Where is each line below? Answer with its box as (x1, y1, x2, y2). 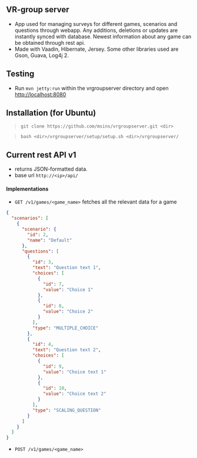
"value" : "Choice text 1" (43, 369, 107, 375)
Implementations (6, 185, 49, 192)
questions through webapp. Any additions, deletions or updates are (14, 27, 178, 34)
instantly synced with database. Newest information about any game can (14, 32, 192, 40)
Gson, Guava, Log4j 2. (14, 51, 69, 58)
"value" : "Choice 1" (43, 286, 94, 293)
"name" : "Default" (27, 237, 72, 243)
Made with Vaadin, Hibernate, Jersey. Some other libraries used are (14, 45, 179, 53)
